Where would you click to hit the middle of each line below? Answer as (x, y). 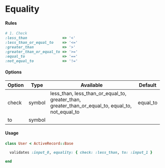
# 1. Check (16, 34)
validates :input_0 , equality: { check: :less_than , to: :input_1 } (81, 152)
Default (148, 85)
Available (92, 85)
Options (14, 72)
